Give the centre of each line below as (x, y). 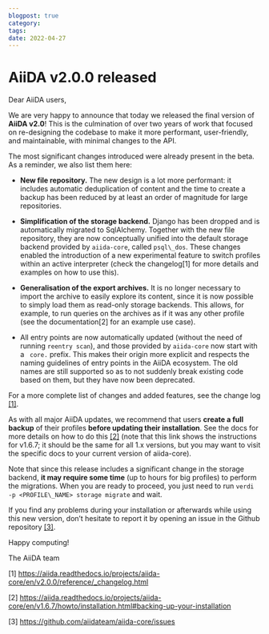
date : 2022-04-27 (37, 38)
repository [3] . (32, 527)
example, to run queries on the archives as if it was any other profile (132, 314)
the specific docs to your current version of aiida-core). (100, 454)
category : (25, 23)
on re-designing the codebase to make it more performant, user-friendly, (128, 132)
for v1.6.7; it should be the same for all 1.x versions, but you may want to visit (134, 445)
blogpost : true (34, 16)
